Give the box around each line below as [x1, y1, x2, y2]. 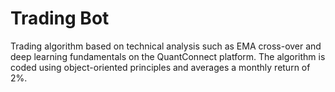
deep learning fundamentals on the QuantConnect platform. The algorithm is [10, 50, 326, 62]
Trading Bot [10, 7, 110, 30]
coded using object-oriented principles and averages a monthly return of [10, 61, 311, 73]
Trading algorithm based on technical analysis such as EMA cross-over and [10, 40, 322, 52]
